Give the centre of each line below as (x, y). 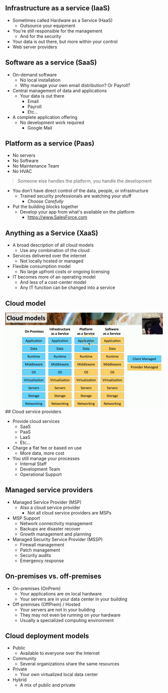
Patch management (40, 550)
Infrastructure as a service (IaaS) (57, 8)
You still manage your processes (46, 458)
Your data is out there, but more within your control (65, 41)
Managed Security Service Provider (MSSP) (57, 539)
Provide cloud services (36, 421)
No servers (24, 155)
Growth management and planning (55, 534)
